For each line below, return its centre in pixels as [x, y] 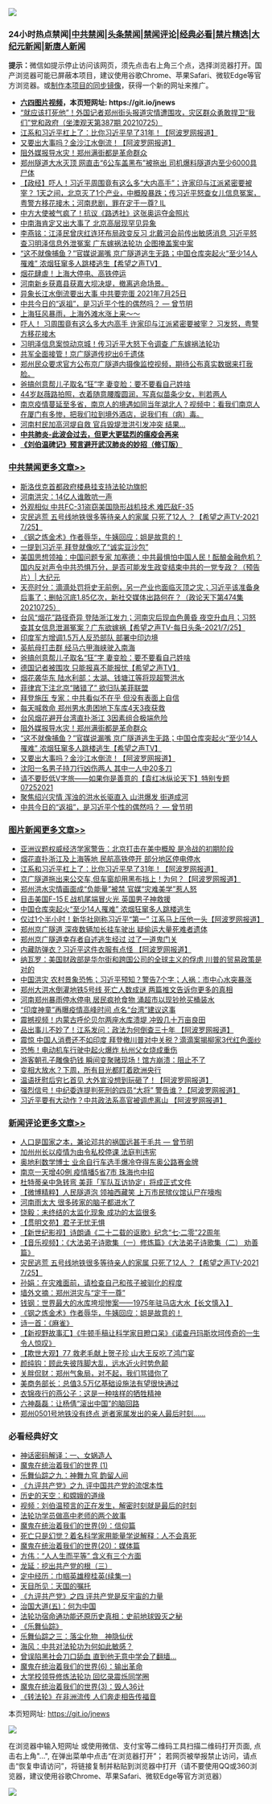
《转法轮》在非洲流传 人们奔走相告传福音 [88, 1697]
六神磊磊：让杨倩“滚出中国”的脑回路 [80, 1403]
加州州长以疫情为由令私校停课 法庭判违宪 [88, 1152]
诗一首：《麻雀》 [47, 1323]
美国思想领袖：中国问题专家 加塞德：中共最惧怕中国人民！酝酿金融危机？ [141, 557]
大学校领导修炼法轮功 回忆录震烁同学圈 [84, 1677]
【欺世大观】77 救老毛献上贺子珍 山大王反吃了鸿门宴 [107, 1353]
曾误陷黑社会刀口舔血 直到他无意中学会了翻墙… [98, 1657]
